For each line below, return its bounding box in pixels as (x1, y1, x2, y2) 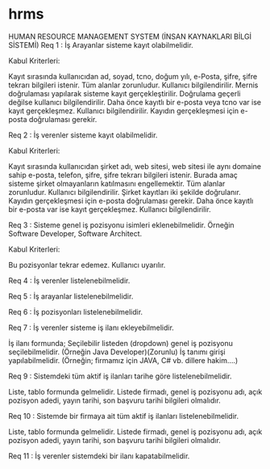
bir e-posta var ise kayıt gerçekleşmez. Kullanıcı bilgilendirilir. (8, 204, 211, 214)
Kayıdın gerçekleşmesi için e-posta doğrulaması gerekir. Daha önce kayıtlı (8, 196, 254, 205)
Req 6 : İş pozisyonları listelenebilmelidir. (8, 306, 143, 316)
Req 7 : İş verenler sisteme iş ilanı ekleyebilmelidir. (8, 323, 175, 332)
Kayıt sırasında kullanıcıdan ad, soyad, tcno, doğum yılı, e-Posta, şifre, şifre (8, 71, 258, 81)
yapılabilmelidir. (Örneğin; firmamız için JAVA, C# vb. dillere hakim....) (8, 355, 239, 365)
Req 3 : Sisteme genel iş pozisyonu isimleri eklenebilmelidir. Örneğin (8, 220, 235, 230)
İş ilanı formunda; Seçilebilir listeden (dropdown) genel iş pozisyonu (8, 338, 234, 348)
